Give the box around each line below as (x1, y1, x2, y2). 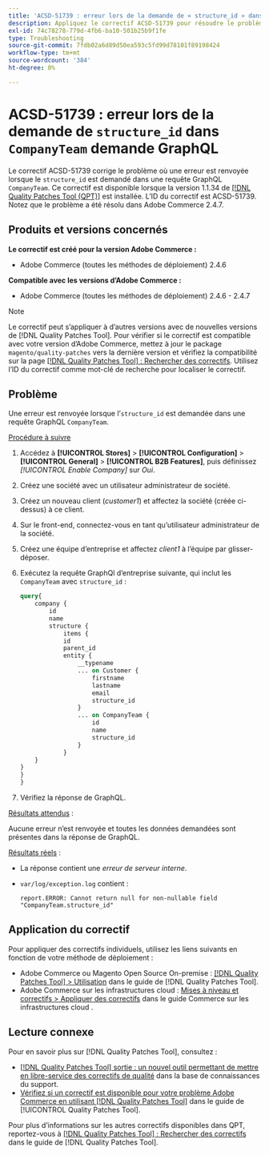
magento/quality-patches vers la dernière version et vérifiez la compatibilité (8, 347, 258, 357)
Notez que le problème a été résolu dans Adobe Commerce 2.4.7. (8, 199, 224, 209)
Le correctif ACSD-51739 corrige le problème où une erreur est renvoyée (8, 166, 249, 175)
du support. (19, 1079, 58, 1089)
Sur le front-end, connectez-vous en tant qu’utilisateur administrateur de (19, 520, 260, 530)
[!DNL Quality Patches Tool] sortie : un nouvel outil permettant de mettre (19, 1062, 259, 1072)
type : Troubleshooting (8, 34, 84, 42)
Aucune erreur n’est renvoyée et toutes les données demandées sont (8, 824, 236, 833)
